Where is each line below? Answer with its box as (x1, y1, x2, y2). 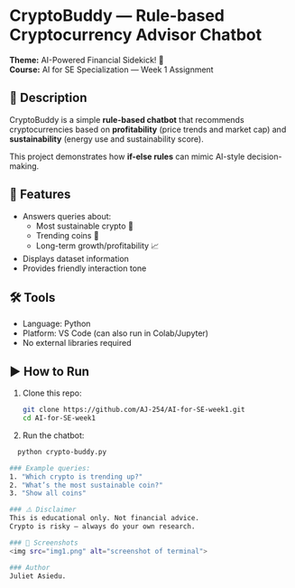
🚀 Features (9, 187, 71, 202)
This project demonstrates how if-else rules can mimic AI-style (9, 151, 245, 162)
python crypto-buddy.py (17, 447, 106, 456)
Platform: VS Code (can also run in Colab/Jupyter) (22, 328, 209, 339)
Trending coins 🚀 (35, 229, 99, 240)
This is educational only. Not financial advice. (9, 514, 200, 523)
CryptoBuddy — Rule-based (9, 5, 226, 26)
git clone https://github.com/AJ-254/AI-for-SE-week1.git (22, 406, 245, 415)
